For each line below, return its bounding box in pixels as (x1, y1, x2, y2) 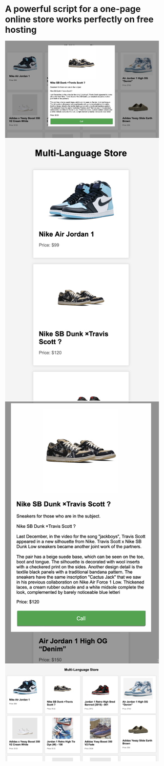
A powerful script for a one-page (5, 3, 141, 15)
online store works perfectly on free (5, 14, 154, 25)
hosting (5, 24, 37, 35)
